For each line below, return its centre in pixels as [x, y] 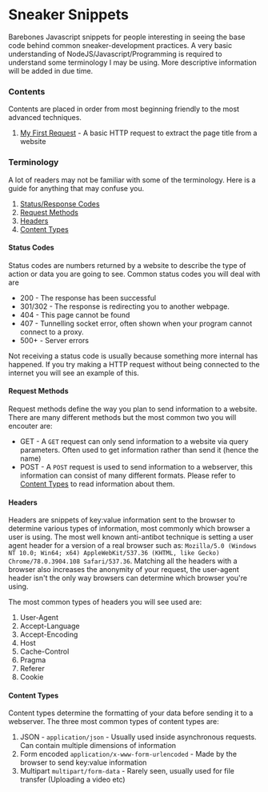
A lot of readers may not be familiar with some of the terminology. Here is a [132, 180]
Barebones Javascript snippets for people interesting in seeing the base [127, 37]
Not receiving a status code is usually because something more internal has [133, 356]
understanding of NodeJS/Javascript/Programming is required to [115, 54]
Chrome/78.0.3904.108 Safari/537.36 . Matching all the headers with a [123, 561]
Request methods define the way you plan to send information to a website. [133, 409]
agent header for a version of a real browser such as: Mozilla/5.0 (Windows [133, 546]
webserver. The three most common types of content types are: [114, 722]
